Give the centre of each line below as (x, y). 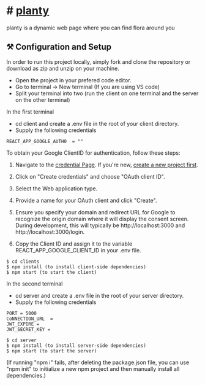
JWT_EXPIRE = (23, 324)
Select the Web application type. (56, 189)
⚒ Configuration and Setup (59, 47)
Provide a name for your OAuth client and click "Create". (86, 200)
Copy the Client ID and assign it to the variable (74, 244)
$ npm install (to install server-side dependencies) (76, 345)
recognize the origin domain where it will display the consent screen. (102, 219)
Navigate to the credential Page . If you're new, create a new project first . (106, 165)
